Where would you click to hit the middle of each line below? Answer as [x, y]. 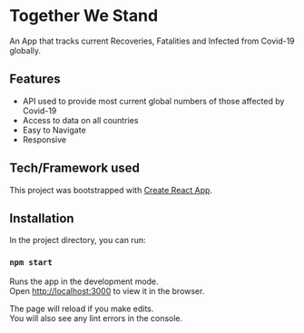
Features [35, 79]
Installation [42, 218]
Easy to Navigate [54, 130]
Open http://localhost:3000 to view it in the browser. [107, 290]
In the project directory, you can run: [78, 240]
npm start [31, 263]
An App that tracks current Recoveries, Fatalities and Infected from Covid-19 [152, 41]
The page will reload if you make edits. [82, 309]
